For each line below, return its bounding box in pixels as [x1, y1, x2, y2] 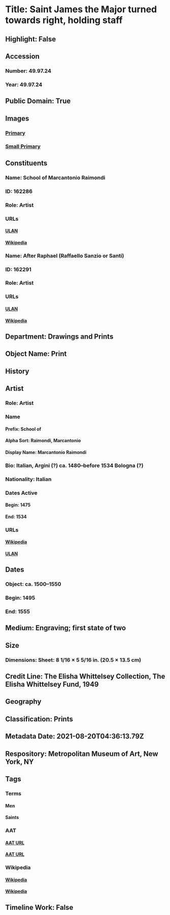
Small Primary [5, 143, 41, 150]
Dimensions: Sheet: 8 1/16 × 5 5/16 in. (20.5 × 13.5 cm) [5, 656, 141, 664]
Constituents [5, 159, 48, 167]
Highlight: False [5, 35, 56, 43]
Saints [5, 815, 19, 821]
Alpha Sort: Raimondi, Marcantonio [5, 438, 81, 444]
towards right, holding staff [5, 14, 123, 26]
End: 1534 [5, 514, 27, 520]
